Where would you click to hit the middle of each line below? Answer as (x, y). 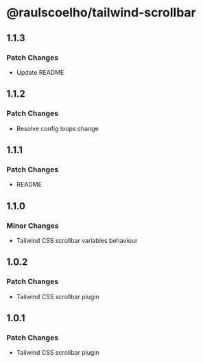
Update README (40, 72)
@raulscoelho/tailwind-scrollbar (101, 13)
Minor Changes (33, 226)
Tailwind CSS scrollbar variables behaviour (77, 240)
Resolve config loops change (57, 128)
